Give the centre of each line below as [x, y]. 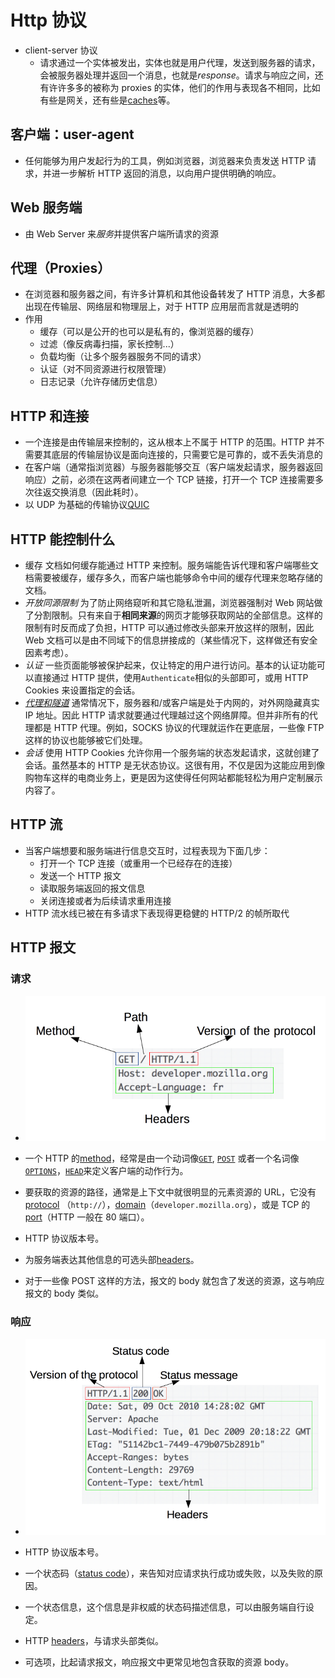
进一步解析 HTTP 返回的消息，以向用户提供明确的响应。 [166, 173]
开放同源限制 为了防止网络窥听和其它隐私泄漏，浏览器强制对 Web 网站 [169, 602]
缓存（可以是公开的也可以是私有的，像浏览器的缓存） [149, 332]
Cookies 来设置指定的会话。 [82, 690]
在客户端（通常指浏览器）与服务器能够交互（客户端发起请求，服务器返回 [173, 467]
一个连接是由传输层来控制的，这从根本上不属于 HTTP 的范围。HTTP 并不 [174, 442]
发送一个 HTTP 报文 [80, 875]
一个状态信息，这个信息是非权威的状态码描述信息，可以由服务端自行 [165, 1607]
